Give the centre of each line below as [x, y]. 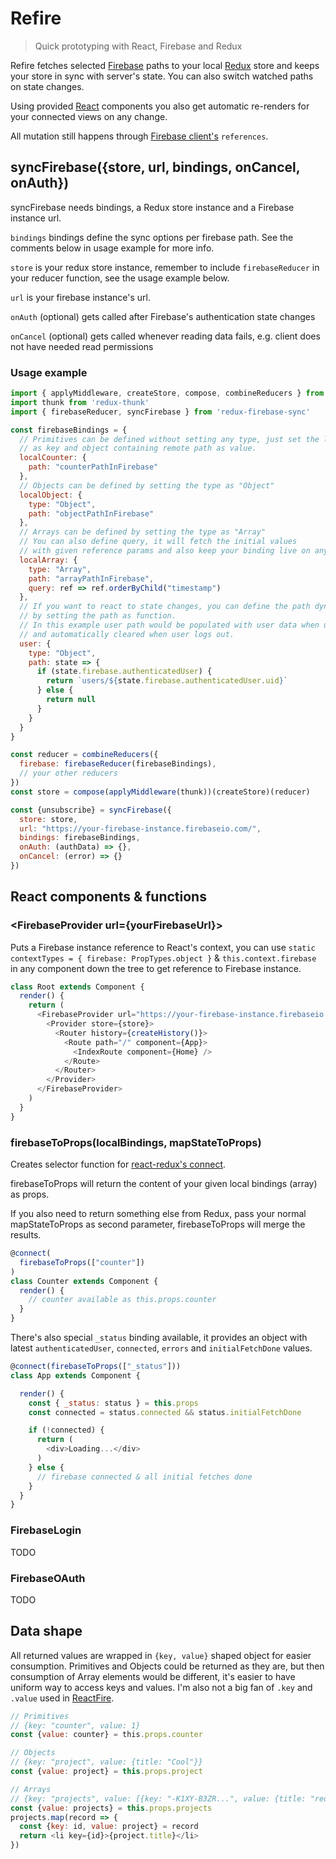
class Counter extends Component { [84, 1281]
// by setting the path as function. [98, 616]
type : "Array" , [60, 569]
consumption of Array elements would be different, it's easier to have [153, 1676]
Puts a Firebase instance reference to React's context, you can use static [163, 947]
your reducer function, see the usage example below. [120, 278]
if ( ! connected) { [66, 1430]
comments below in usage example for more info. [112, 248]
